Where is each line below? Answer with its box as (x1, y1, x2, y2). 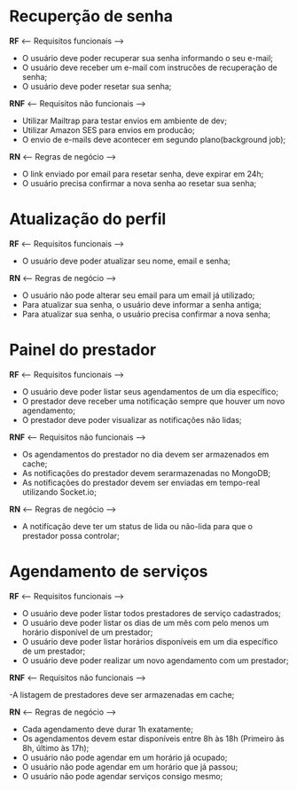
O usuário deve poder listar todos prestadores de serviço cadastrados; (21, 607, 282, 618)
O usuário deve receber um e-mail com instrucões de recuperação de (21, 62, 277, 73)
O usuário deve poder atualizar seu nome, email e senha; (21, 255, 231, 266)
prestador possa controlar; (21, 530, 120, 541)
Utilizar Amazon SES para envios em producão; (21, 124, 195, 135)
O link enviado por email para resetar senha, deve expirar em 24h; (21, 168, 264, 179)
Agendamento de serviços (9, 561, 208, 582)
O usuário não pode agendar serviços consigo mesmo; (21, 770, 223, 781)
